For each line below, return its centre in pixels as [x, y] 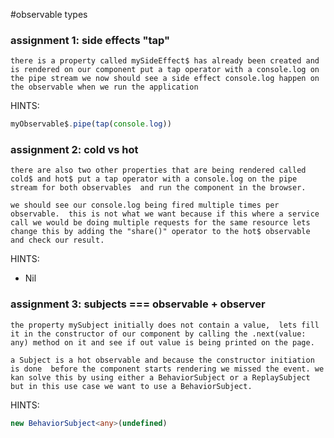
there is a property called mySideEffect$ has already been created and [165, 61]
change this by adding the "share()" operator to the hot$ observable [160, 232]
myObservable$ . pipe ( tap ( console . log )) [91, 124]
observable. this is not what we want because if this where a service [165, 214]
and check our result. [57, 240]
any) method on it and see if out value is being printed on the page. [162, 342]
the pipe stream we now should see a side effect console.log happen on [165, 79]
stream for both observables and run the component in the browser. [158, 188]
